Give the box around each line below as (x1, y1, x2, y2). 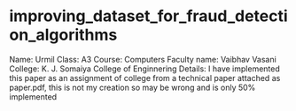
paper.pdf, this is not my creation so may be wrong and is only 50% (9, 82, 256, 92)
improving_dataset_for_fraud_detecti (9, 6, 288, 26)
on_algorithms (9, 25, 118, 45)
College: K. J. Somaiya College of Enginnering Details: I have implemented (9, 63, 281, 74)
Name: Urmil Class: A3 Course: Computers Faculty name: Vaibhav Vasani (9, 54, 277, 64)
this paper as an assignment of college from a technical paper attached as (9, 72, 281, 83)
